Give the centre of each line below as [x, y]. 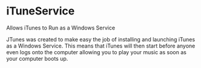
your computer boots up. [37, 58]
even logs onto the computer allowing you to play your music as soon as [96, 52]
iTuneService [41, 11]
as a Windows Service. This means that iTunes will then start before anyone [101, 46]
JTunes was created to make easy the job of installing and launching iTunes [101, 39]
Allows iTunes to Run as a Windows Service [61, 28]
